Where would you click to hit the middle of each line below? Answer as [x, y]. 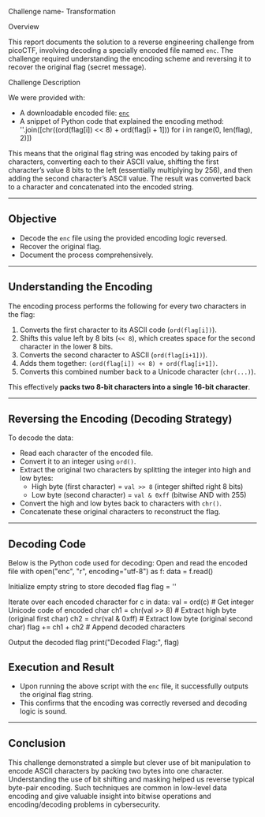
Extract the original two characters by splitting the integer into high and [135, 470]
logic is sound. [43, 711]
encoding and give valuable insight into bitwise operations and [110, 796]
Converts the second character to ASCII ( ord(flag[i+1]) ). [113, 355]
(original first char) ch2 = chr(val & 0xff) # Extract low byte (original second [131, 619]
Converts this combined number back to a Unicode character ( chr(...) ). [138, 371]
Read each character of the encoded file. [86, 453]
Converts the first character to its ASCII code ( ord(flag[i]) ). [118, 330]
